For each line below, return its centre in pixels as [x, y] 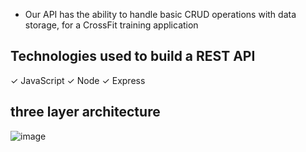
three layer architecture [85, 112]
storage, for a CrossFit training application [111, 25]
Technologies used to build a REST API [133, 56]
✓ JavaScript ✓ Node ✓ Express [78, 80]
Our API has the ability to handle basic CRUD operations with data [160, 14]
